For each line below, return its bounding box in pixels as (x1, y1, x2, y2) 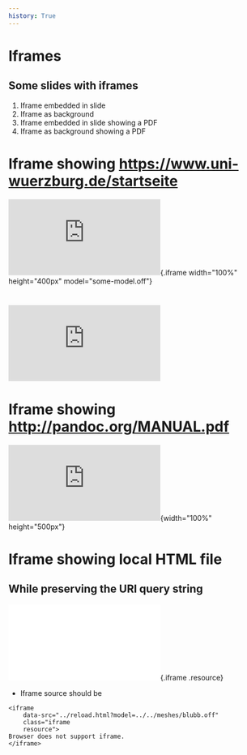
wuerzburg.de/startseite (8, 172, 178, 190)
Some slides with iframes (8, 79, 139, 93)
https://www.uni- (118, 155, 239, 173)
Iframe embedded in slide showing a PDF (19, 117, 158, 127)
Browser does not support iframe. (8, 732, 126, 740)
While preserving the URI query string (8, 582, 204, 596)
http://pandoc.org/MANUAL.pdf (8, 417, 229, 436)
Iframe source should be (19, 688, 103, 697)
